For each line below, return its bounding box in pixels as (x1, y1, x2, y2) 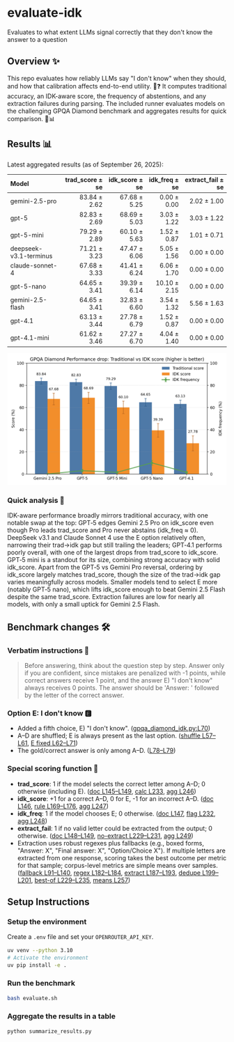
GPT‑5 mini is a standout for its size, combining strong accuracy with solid (7, 556, 221, 564)
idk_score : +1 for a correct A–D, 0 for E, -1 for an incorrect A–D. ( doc (17, 794, 214, 802)
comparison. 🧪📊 (7, 114, 56, 123)
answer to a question (7, 35, 68, 43)
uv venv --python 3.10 (7, 947, 73, 954)
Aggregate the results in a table (7, 1011, 116, 1021)
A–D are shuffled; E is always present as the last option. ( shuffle (17, 731, 201, 740)
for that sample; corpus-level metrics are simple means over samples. (17, 861, 218, 869)
